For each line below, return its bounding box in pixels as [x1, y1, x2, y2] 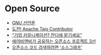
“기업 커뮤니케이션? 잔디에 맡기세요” [11, 32, 83, 38]
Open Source [4, 3, 60, 14]
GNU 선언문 [11, 20, 35, 26]
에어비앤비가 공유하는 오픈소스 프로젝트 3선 [11, 38, 96, 44]
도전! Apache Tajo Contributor [11, 26, 73, 32]
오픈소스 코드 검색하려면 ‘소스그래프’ [11, 44, 83, 50]
